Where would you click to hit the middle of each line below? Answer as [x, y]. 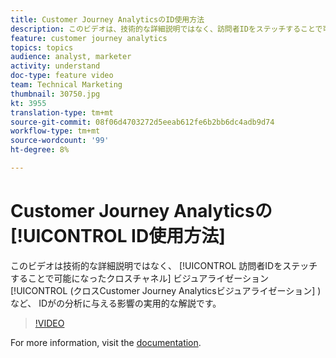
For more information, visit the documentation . [106, 342]
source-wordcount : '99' [60, 141]
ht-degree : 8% [40, 150]
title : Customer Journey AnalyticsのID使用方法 [107, 19]
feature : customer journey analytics [89, 38]
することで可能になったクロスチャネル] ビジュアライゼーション [139, 278]
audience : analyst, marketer [71, 57]
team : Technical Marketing [66, 85]
